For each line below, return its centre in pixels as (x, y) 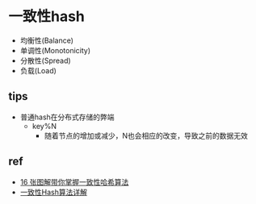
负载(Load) (38, 70)
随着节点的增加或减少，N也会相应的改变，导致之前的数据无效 (146, 135)
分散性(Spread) (45, 60)
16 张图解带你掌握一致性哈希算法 (74, 181)
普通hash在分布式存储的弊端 (67, 117)
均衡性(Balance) (47, 40)
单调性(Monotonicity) (55, 50)
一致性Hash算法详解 (53, 192)
